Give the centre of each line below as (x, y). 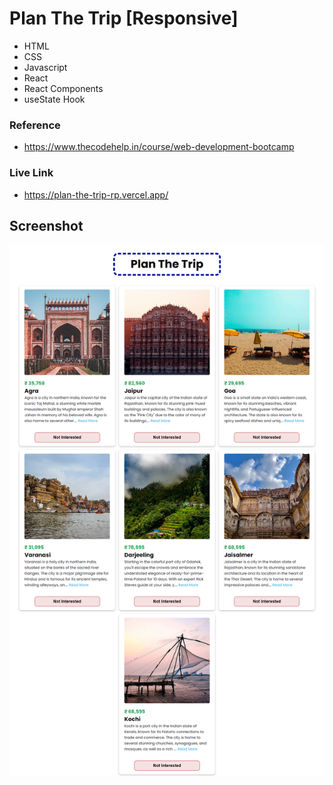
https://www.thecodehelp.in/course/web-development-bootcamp (159, 147)
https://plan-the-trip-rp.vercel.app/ (96, 194)
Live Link (31, 173)
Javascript (45, 67)
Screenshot (46, 225)
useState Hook (54, 99)
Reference (35, 125)
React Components (63, 88)
